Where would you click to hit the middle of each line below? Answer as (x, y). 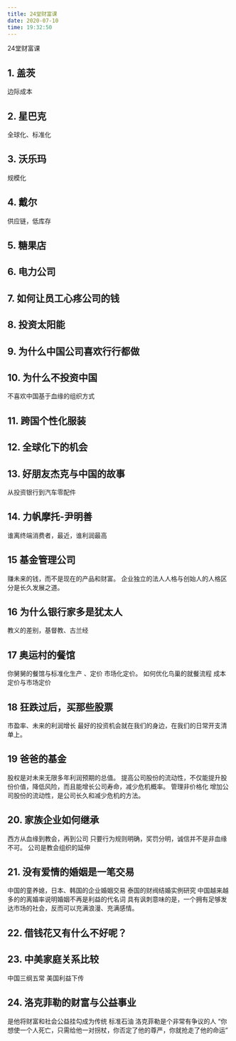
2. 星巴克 (27, 116)
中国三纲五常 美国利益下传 (45, 978)
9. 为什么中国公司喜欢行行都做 (74, 351)
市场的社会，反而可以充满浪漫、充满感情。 (76, 908)
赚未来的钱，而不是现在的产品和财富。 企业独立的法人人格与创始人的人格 (114, 579)
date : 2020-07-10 (33, 21)
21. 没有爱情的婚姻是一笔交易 (71, 872)
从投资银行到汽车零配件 (42, 492)
